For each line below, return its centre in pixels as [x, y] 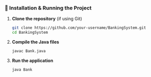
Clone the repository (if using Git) [47, 19]
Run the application [32, 60]
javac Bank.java [29, 51]
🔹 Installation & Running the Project [48, 8]
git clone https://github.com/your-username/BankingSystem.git [79, 28]
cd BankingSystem [30, 33]
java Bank [22, 70]
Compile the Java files [35, 42]
